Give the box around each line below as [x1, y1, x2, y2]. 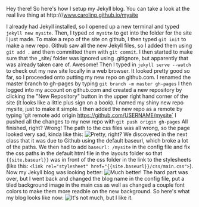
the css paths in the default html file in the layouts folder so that [6, 150, 163, 157]
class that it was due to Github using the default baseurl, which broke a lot [6, 137, 188, 144]
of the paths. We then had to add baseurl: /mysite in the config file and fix [6, 143, 191, 150]
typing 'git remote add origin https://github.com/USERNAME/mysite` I [6, 112, 177, 119]
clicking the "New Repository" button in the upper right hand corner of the [6, 92, 189, 100]
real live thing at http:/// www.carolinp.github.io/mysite [6, 11, 138, 18]
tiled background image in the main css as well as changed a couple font [6, 181, 185, 189]
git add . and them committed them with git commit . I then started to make [6, 48, 193, 55]
